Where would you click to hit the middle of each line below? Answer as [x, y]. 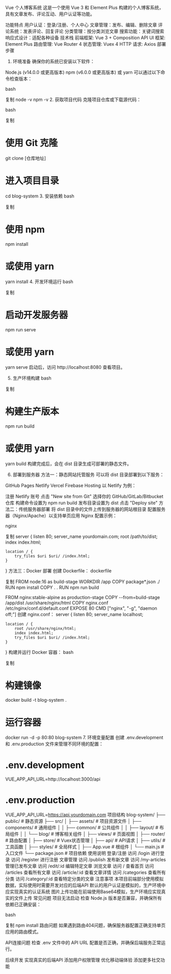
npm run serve [21, 329]
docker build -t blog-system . [36, 700]
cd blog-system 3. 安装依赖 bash [40, 196]
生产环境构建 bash [32, 378]
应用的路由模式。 [23, 932]
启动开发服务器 [37, 315]
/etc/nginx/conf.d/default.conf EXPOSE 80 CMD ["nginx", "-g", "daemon [81, 608]
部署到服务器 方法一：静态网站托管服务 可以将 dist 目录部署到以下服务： [88, 474]
